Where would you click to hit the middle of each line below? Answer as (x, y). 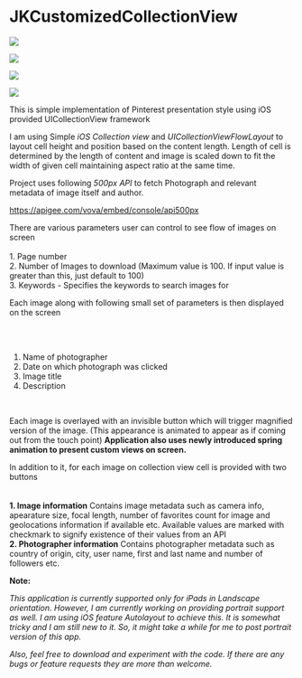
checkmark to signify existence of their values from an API (118, 534)
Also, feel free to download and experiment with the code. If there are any (147, 654)
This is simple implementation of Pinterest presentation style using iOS (141, 109)
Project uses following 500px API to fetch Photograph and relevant (133, 183)
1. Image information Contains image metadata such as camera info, (137, 505)
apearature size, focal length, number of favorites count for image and (140, 515)
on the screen (35, 312)
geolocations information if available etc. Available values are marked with (147, 524)
